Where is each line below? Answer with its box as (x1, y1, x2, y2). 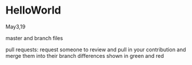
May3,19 (5, 23, 26, 30)
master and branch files (5, 34, 63, 41)
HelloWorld (5, 4, 61, 17)
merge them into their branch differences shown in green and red (5, 52, 164, 59)
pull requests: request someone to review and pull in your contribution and (5, 45, 186, 53)
